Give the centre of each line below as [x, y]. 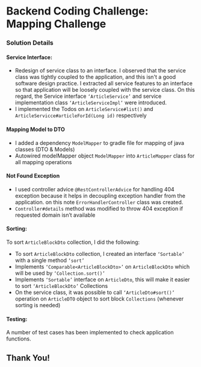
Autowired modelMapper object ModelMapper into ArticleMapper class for [105, 156]
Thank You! [28, 358]
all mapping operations [43, 162]
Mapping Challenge [56, 24]
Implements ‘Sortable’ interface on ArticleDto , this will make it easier [102, 279]
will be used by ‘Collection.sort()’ [60, 273]
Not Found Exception [33, 176]
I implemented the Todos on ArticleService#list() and [84, 109]
